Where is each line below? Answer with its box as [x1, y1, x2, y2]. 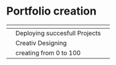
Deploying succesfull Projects [15, 29, 101, 37]
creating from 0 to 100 [15, 49, 81, 57]
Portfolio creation [6, 4, 96, 18]
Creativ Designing [15, 38, 67, 47]
